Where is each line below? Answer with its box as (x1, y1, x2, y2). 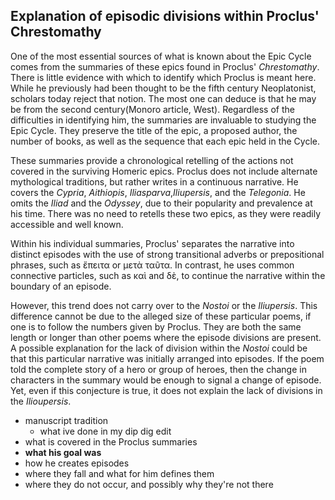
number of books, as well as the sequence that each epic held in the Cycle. (10, 135, 321, 147)
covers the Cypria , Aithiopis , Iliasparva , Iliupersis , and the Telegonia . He (10, 186, 306, 198)
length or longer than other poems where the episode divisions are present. (10, 331, 322, 343)
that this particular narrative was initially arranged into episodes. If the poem (10, 352, 325, 364)
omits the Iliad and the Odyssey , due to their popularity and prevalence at (10, 197, 313, 209)
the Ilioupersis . (10, 395, 72, 407)
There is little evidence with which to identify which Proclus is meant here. (10, 71, 317, 83)
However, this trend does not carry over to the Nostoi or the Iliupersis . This (10, 299, 318, 311)
